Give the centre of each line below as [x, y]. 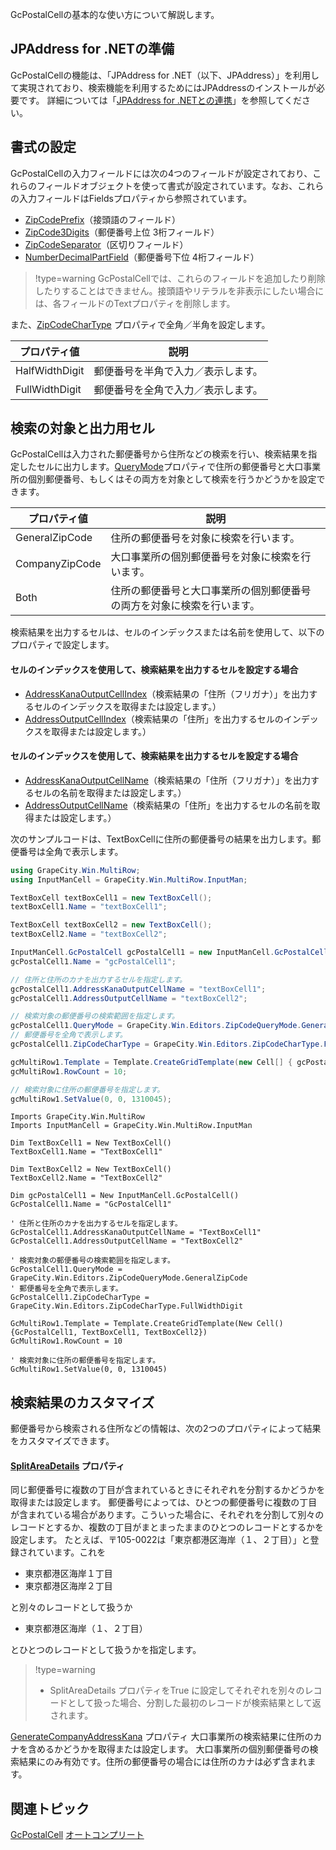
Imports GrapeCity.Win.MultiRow [77, 1117]
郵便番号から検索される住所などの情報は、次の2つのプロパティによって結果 [166, 1429]
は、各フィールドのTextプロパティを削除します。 [135, 303]
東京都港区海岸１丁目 [68, 1574]
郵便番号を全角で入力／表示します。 [178, 390]
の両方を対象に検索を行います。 [185, 606]
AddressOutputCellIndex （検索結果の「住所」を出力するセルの [154, 719]
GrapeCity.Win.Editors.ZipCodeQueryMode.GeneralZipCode [129, 1278]
